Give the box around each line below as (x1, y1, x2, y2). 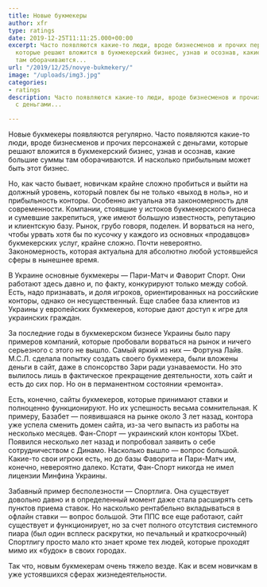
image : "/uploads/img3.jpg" (8, 71, 102, 79)
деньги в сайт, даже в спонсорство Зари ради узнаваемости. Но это (8, 362, 242, 372)
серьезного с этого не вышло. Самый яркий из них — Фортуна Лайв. (8, 345, 244, 355)
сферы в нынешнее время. (8, 255, 99, 265)
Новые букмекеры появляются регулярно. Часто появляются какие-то (8, 129, 250, 140)
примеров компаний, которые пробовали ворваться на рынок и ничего (8, 337, 252, 347)
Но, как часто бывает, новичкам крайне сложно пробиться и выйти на (8, 179, 249, 188)
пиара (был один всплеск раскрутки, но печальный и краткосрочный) (8, 529, 248, 538)
